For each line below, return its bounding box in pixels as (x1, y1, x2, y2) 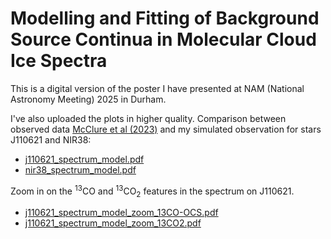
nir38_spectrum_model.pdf (24, 163, 137, 176)
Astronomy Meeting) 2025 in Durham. (10, 93, 167, 105)
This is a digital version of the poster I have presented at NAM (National (10, 82, 305, 94)
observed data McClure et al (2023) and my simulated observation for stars (10, 123, 322, 135)
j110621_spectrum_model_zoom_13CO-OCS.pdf (24, 207, 219, 219)
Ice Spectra (10, 50, 108, 72)
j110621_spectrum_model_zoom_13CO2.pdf (24, 217, 202, 229)
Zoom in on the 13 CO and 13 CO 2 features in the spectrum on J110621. (10, 183, 295, 199)
